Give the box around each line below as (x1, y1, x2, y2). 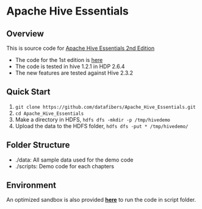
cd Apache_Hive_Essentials (15, 111, 84, 117)
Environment (6, 180, 57, 191)
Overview (6, 29, 45, 39)
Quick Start (6, 87, 51, 97)
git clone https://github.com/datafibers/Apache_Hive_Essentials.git (15, 104, 197, 110)
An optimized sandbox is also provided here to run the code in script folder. (6, 196, 197, 204)
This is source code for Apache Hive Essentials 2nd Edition (6, 44, 154, 52)
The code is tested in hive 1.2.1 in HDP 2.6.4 (15, 63, 125, 70)
